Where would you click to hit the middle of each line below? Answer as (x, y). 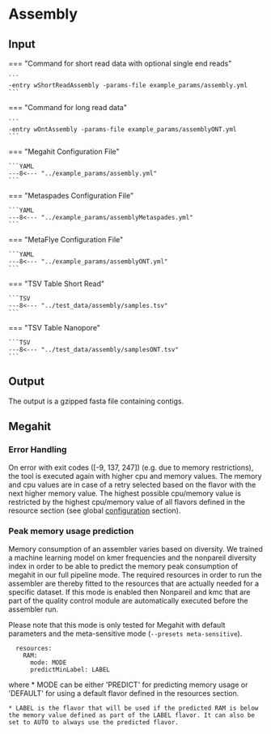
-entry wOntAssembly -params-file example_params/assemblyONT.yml (123, 130)
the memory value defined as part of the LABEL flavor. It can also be (131, 715)
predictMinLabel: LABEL (70, 669)
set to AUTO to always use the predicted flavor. (94, 722)
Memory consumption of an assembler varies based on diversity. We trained (135, 548)
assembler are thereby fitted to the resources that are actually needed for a (134, 583)
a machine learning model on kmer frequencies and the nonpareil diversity (133, 557)
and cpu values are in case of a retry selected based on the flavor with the (132, 484)
